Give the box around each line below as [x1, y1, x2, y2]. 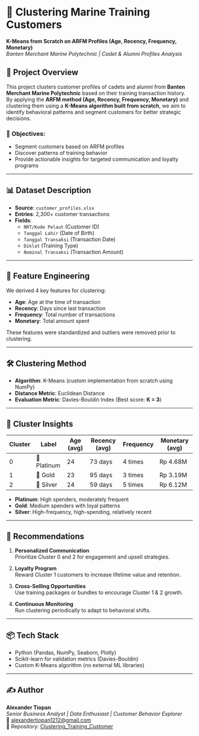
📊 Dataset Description [6, 185, 92, 195]
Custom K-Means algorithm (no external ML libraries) [14, 661, 145, 668]
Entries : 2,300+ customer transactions [14, 210, 110, 217]
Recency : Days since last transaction [14, 304, 105, 312]
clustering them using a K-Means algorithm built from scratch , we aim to [6, 102, 186, 109]
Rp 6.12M [159, 481, 188, 489]
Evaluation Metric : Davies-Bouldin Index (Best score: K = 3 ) [14, 396, 162, 403]
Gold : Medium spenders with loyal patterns [14, 502, 120, 509]
